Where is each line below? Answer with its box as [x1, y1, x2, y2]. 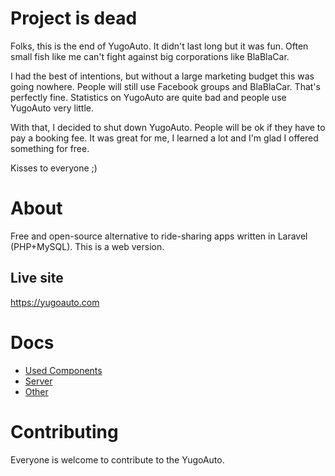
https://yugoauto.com [10, 296, 100, 308]
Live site [10, 270, 64, 287]
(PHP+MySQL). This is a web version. [10, 240, 165, 252]
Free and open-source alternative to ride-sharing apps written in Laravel [10, 230, 308, 242]
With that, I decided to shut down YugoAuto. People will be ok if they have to [10, 121, 326, 133]
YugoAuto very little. [10, 102, 95, 114]
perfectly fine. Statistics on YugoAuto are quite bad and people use [10, 91, 287, 103]
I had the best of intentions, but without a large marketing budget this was [10, 70, 315, 82]
